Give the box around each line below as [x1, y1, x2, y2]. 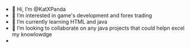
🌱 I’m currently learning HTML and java [11, 18, 108, 25]
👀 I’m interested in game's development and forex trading [11, 12, 153, 19]
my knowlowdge [11, 31, 52, 38]
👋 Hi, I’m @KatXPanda [11, 6, 66, 12]
